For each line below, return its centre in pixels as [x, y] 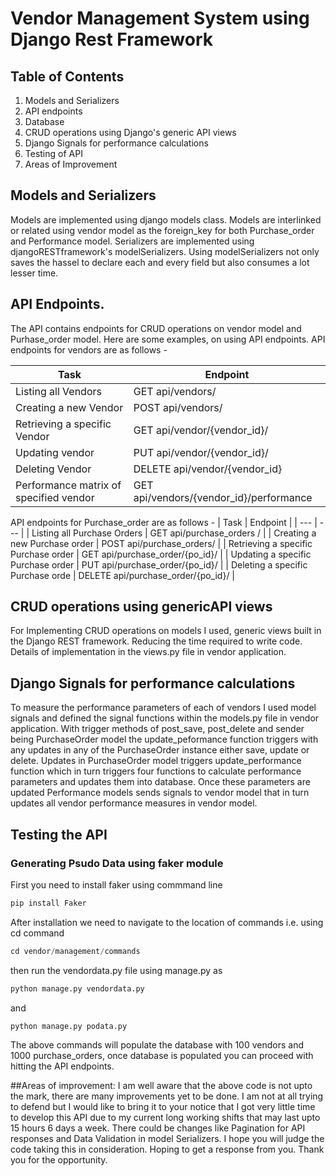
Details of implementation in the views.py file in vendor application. [148, 652]
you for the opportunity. [59, 1160]
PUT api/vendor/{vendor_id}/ [201, 452]
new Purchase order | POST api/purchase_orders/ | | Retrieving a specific [161, 543]
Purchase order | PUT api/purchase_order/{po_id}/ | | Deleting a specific [159, 564]
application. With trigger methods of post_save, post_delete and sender [157, 729]
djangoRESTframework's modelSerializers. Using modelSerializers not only [165, 251]
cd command [37, 933]
